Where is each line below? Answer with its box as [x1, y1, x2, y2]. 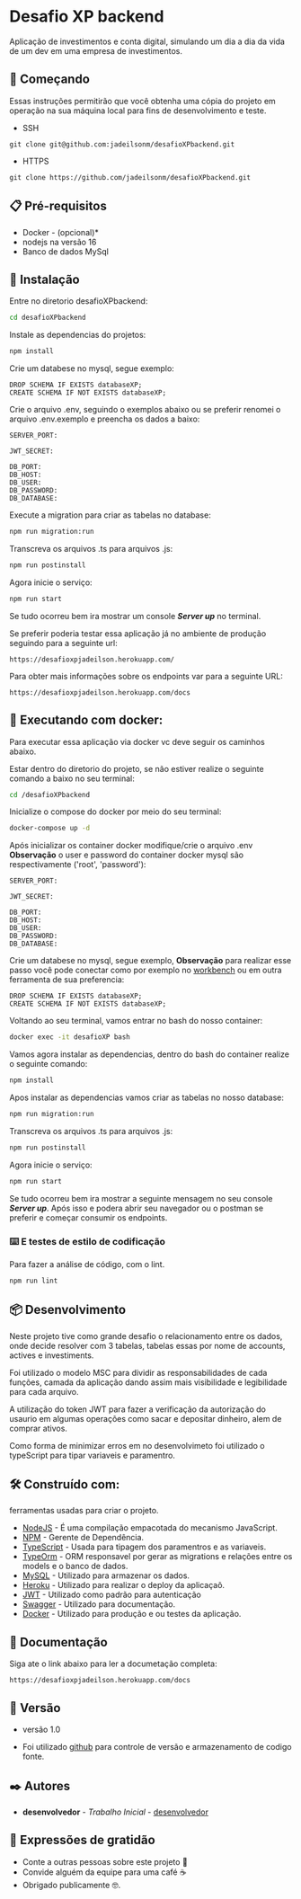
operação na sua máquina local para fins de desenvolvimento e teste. [9, 105, 267, 116]
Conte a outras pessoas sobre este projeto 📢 [22, 1856, 189, 1867]
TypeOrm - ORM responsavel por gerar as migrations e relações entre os [22, 1551, 293, 1562]
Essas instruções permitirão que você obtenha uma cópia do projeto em [9, 95, 276, 106]
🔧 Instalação [9, 271, 80, 287]
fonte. [22, 1751, 45, 1762]
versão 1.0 [22, 1724, 61, 1735]
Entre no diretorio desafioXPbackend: [9, 296, 148, 306]
